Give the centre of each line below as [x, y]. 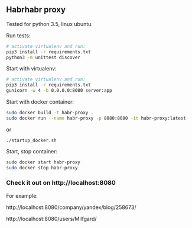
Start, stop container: [32, 151]
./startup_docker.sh [32, 140]
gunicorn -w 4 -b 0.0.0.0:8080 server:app [59, 91]
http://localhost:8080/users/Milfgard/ [51, 219]
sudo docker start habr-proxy [43, 162]
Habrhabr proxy [36, 10]
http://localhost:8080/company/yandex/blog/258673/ [71, 207]
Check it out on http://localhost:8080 [61, 183]
